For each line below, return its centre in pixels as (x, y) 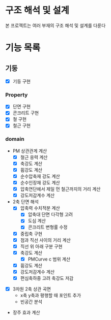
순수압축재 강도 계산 (40, 176)
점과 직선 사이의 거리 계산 (46, 240)
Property (17, 94)
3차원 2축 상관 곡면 (32, 289)
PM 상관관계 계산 (30, 151)
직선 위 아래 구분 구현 (41, 246)
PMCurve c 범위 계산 (49, 259)
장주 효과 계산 (26, 312)
